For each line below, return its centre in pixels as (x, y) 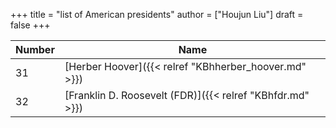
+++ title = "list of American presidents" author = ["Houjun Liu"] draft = (157, 14)
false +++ (30, 25)
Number (35, 49)
